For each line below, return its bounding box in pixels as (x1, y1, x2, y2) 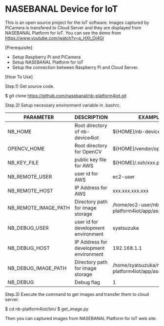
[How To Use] (5, 74, 33, 80)
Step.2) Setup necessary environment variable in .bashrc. (5, 102, 121, 108)
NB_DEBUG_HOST (7, 244, 50, 251)
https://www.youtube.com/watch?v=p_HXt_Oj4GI (5, 35, 104, 41)
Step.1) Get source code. (5, 83, 55, 89)
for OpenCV (74, 148, 102, 155)
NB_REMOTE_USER (7, 173, 52, 180)
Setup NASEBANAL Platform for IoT (12, 59, 84, 65)
